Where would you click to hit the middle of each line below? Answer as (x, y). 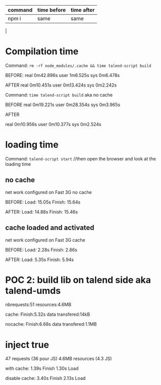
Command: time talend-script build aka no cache (59, 95)
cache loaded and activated (50, 228)
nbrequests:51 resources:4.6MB (38, 305)
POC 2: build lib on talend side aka (78, 280)
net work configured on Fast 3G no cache (48, 192)
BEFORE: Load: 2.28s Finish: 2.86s (41, 249)
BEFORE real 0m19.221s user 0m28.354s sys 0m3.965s (63, 104)
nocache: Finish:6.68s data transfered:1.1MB (51, 324)
